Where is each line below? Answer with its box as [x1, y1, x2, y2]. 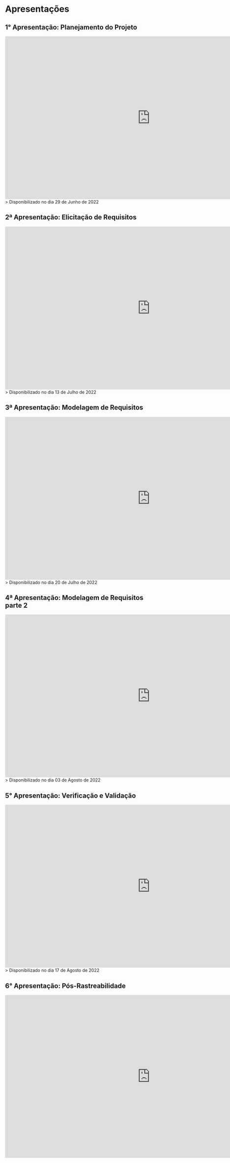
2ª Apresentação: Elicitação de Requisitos [5, 213, 137, 222]
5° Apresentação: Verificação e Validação [5, 791, 136, 800]
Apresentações [5, 3, 70, 15]
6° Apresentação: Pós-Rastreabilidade [5, 982, 126, 990]
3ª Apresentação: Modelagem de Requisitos [5, 403, 144, 412]
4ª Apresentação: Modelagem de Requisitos [5, 594, 144, 602]
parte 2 [5, 601, 28, 610]
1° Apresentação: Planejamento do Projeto [5, 23, 138, 31]
